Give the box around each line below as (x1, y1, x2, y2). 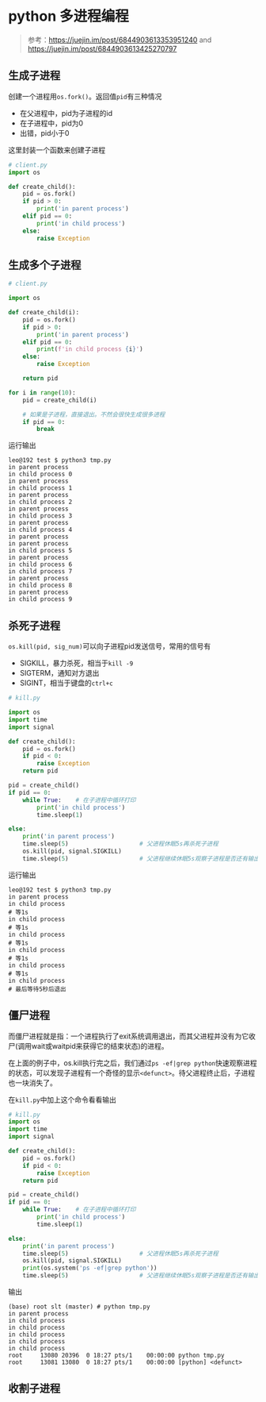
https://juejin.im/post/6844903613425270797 (27, 44, 177, 53)
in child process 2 (8, 498, 73, 506)
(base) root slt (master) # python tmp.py (8, 1303, 150, 1311)
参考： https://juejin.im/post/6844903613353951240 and (27, 35, 212, 44)
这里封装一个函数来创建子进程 (8, 144, 105, 155)
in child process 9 (8, 595, 73, 603)
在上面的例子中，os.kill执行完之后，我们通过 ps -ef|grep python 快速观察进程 (8, 1057, 257, 1068)
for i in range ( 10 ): (8, 388, 77, 397)
